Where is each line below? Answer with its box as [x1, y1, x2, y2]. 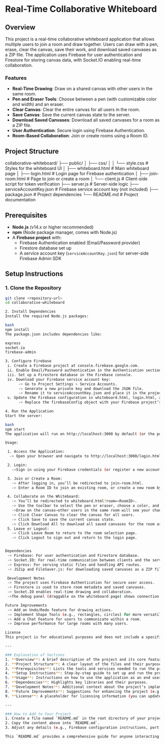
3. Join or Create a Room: [7, 476, 63, 481]
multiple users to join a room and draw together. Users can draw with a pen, [5, 41, 159, 47]
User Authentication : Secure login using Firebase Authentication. [12, 128, 146, 133]
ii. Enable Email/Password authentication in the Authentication [7, 368, 144, 373]
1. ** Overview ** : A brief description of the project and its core [5, 657, 146, 662]
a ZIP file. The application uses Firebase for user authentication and [5, 52, 142, 58]
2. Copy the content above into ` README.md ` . [5, 720, 100, 726]
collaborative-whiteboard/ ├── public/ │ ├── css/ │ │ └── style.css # [5, 160, 149, 166]
